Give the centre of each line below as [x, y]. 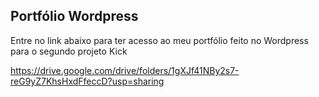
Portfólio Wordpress [74, 16]
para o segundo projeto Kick [69, 51]
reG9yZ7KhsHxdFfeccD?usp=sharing [87, 81]
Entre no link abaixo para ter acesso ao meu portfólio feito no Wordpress [159, 40]
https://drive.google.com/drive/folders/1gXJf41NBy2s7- [125, 70]
